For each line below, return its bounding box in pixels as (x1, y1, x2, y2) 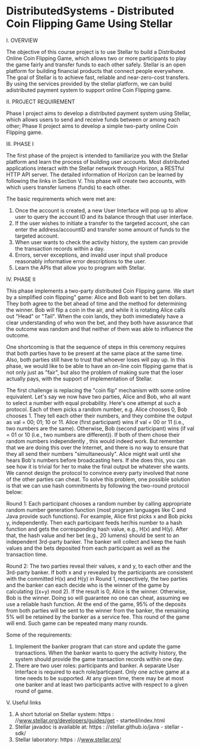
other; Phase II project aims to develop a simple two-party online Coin (6, 122, 178, 129)
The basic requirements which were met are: (6, 195, 116, 202)
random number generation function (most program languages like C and (6, 506, 186, 513)
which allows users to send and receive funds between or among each (6, 115, 180, 123)
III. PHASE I (6, 140, 34, 147)
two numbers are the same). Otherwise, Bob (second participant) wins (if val (6, 425, 195, 432)
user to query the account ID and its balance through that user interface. (14, 213, 193, 220)
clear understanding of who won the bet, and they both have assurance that (6, 319, 193, 326)
